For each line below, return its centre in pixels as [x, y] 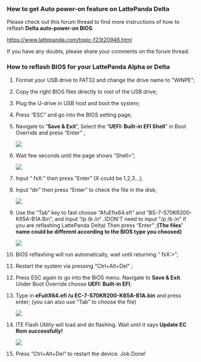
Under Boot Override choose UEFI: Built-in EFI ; [74, 284]
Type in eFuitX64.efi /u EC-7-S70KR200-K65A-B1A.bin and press [98, 295]
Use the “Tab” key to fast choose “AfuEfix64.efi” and [80, 212]
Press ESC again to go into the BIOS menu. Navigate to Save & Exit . [98, 277]
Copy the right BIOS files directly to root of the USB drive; [86, 91]
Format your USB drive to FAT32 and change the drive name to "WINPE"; [105, 80]
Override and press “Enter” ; [50, 133]
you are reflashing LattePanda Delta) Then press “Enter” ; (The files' [99, 225]
